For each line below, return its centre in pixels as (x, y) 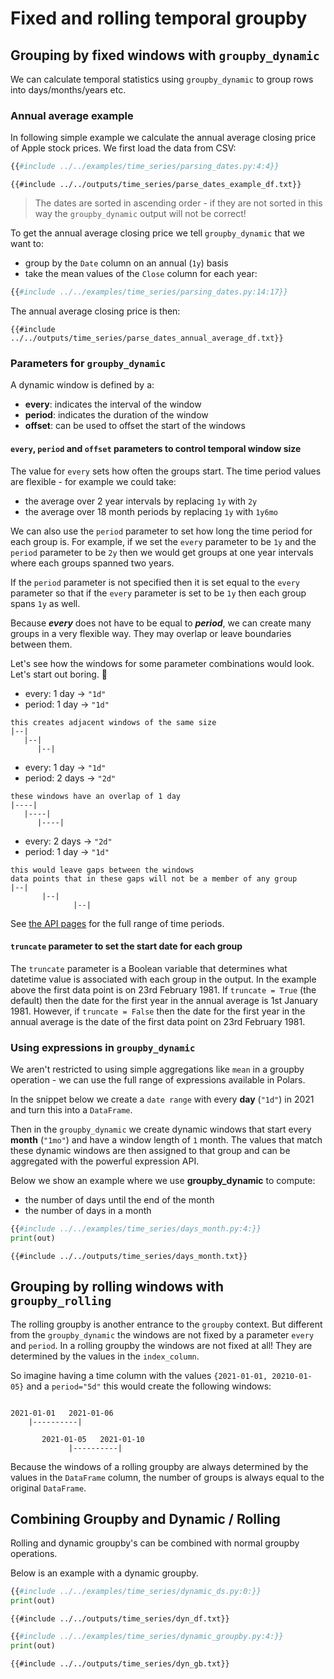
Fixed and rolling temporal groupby (159, 18)
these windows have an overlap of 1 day (96, 796)
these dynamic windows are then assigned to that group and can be (150, 1151)
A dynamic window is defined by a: (82, 385)
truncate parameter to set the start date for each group (126, 946)
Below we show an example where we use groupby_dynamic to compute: (163, 1181)
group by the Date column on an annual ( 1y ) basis (126, 263)
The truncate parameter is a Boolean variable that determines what (149, 968)
